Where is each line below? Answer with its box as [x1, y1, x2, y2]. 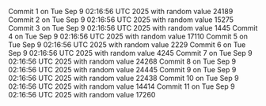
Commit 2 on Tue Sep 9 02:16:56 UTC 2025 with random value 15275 [8, 15, 234, 24]
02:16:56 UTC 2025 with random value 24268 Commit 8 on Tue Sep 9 [8, 57, 236, 66]
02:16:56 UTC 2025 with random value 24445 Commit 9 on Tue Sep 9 [8, 65, 237, 74]
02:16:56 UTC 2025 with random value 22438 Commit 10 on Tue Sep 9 [8, 74, 239, 82]
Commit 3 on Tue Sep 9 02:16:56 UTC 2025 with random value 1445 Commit [8, 24, 258, 32]
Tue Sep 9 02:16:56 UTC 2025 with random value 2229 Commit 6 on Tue [8, 40, 246, 49]
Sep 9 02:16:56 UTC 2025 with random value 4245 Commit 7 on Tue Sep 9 [8, 49, 253, 57]
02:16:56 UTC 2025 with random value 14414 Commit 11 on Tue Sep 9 [8, 82, 235, 91]
